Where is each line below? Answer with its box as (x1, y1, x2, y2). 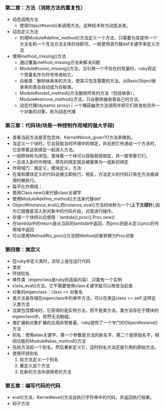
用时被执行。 (12, 177, 38, 183)
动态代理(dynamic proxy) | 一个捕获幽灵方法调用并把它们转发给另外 (19, 102, 156, 109)
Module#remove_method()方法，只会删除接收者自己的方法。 (19, 96, 142, 102)
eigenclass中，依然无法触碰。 (12, 313, 73, 319)
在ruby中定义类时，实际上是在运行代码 (12, 258, 91, 264)
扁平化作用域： (12, 183, 43, 189)
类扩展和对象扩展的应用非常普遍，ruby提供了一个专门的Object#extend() (12, 320, 158, 325)
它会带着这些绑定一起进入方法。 (12, 147, 77, 152)
